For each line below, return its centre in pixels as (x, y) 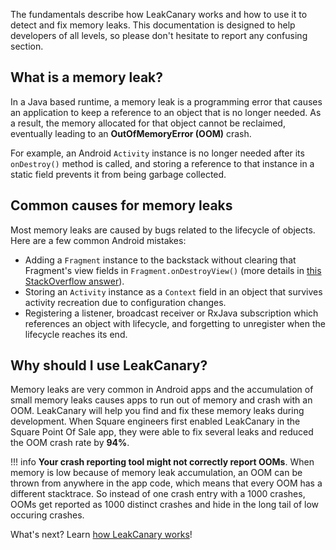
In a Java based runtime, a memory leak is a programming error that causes (166, 101)
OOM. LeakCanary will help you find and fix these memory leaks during (157, 411)
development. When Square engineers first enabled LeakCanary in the (155, 421)
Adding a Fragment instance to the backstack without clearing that (160, 260)
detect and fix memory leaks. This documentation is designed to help (153, 25)
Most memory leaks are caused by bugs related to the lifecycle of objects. (163, 230)
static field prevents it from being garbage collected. (118, 174)
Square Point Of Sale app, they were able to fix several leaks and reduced (162, 432)
